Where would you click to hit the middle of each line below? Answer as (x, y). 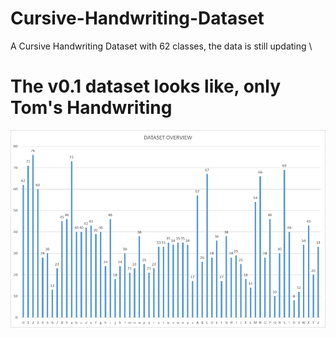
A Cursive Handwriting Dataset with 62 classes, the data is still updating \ (161, 46)
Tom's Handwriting (91, 108)
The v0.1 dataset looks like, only (146, 86)
